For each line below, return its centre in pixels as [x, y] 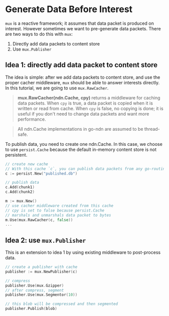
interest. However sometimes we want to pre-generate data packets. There [83, 28]
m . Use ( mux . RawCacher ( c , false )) [39, 220]
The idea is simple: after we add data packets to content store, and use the [83, 77]
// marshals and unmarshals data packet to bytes [58, 215]
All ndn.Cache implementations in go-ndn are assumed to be [80, 129]
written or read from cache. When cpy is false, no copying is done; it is [90, 108]
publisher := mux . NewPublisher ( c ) [41, 272]
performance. [32, 119]
